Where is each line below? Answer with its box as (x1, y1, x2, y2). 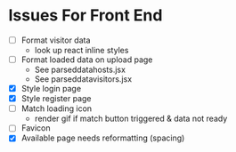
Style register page (20, 93, 92, 104)
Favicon (20, 123, 51, 133)
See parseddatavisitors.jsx (34, 74, 133, 84)
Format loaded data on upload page (20, 54, 153, 65)
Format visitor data (20, 35, 91, 45)
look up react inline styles (34, 45, 129, 55)
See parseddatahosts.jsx (34, 64, 126, 76)
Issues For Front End (8, 5, 163, 26)
